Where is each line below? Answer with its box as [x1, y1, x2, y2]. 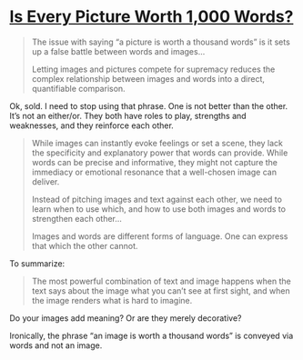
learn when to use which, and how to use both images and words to [31, 203, 287, 215]
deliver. [31, 175, 60, 187]
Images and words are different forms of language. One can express [31, 230, 288, 242]
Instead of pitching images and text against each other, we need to [31, 194, 282, 205]
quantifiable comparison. [31, 83, 126, 94]
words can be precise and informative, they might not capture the [31, 156, 278, 167]
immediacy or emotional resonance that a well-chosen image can [31, 166, 278, 177]
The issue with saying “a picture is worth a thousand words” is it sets [31, 36, 291, 47]
